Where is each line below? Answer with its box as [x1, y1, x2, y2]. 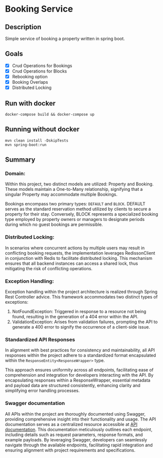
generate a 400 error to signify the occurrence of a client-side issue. [12, 324, 150, 330]
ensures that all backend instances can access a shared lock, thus [5, 260, 138, 266]
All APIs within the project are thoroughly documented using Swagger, [5, 411, 146, 417]
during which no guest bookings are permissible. [5, 221, 103, 227]
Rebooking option [12, 73, 48, 79]
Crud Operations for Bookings [12, 62, 72, 69]
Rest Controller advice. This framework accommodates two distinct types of [5, 294, 158, 300]
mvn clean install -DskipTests [5, 138, 69, 143]
